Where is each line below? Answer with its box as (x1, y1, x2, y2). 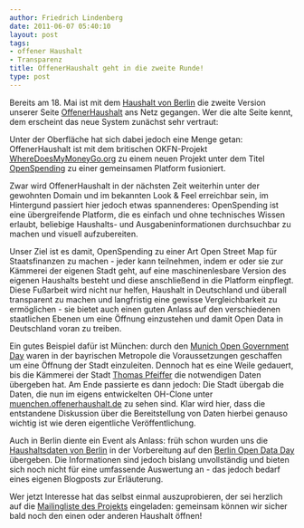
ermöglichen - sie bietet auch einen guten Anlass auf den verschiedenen (9, 303, 280, 314)
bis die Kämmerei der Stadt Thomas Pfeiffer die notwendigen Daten (9, 369, 261, 380)
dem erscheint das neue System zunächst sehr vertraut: (9, 116, 219, 127)
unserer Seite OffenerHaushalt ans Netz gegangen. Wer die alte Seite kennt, (9, 106, 294, 118)
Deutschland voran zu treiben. (9, 322, 122, 333)
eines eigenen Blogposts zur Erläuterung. (9, 473, 164, 485)
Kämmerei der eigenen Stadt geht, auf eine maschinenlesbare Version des (9, 264, 287, 276)
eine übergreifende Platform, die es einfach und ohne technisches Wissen (9, 209, 285, 220)
